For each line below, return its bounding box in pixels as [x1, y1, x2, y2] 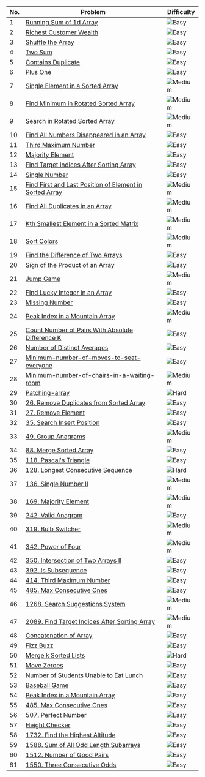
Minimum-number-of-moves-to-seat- [25, 353, 141, 362]
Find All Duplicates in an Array [25, 202, 112, 210]
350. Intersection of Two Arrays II [25, 557, 122, 565]
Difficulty [167, 8, 195, 16]
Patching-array [25, 389, 70, 397]
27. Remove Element [25, 408, 85, 417]
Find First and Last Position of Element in [25, 181, 142, 189]
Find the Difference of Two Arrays [25, 251, 123, 259]
